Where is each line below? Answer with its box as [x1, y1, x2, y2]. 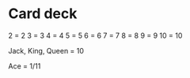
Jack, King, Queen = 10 [8, 46, 85, 55]
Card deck [8, 5, 78, 23]
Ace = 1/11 [8, 61, 41, 71]
